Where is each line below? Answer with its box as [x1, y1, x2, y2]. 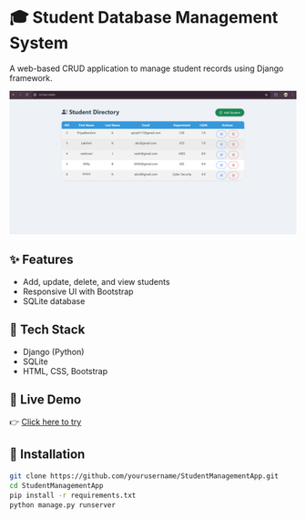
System [9, 33, 69, 54]
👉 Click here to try [9, 416, 82, 428]
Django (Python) [22, 346, 85, 357]
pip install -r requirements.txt [9, 491, 137, 500]
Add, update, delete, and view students [22, 276, 170, 287]
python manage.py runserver [9, 500, 117, 510]
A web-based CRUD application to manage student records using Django [9, 63, 284, 74]
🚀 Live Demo [9, 392, 82, 407]
